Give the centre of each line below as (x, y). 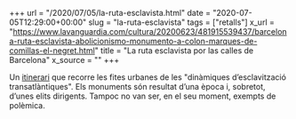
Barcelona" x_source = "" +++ (64, 60)
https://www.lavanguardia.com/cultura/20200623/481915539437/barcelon (150, 32)
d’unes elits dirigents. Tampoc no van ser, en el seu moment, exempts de (143, 96)
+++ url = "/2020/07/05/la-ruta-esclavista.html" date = (110, 13)
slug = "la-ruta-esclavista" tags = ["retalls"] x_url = (182, 22)
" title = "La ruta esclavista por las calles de (174, 51)
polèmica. (28, 105)
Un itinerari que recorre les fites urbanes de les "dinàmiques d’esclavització (148, 77)
